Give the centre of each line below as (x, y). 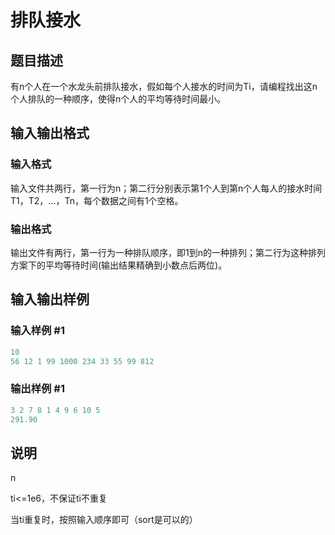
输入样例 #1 (37, 331)
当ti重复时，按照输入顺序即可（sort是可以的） (104, 520)
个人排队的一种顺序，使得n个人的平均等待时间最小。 (118, 99)
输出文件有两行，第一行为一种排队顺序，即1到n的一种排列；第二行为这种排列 (168, 252)
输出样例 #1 (37, 389)
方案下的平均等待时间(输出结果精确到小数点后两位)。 (119, 265)
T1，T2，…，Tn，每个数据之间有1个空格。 (97, 200)
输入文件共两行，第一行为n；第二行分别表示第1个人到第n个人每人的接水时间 (166, 188)
